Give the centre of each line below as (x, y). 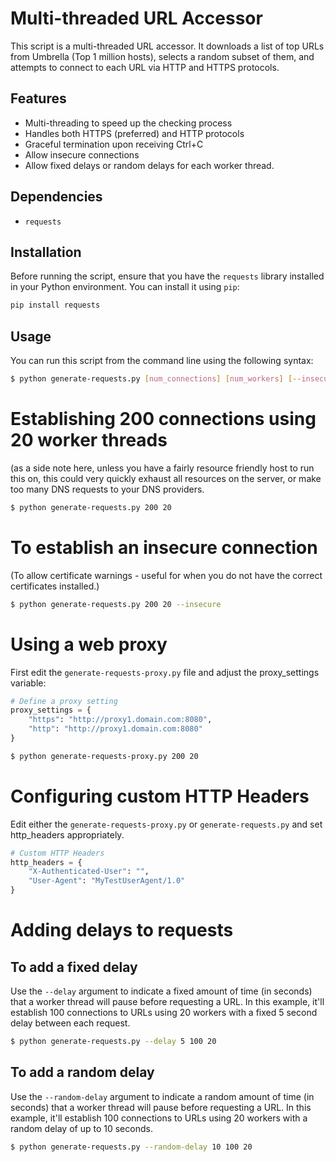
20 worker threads (89, 440)
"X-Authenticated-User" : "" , (89, 872)
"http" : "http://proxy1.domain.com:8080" (115, 729)
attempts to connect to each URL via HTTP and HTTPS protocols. (145, 67)
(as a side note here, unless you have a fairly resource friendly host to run (162, 468)
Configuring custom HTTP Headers (160, 796)
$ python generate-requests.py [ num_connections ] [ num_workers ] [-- (156, 379)
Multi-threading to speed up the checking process (128, 123)
